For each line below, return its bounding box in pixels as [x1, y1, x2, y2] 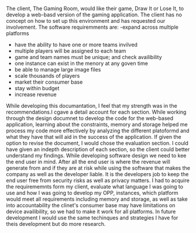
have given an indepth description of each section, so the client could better [6, 146, 190, 153]
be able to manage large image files [14, 66, 101, 73]
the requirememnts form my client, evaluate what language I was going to [6, 183, 183, 190]
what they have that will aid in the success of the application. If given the [6, 133, 181, 140]
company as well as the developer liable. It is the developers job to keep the [6, 171, 189, 177]
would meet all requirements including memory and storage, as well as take [6, 196, 188, 203]
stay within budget [14, 85, 60, 91]
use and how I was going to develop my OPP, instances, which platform [6, 190, 178, 196]
